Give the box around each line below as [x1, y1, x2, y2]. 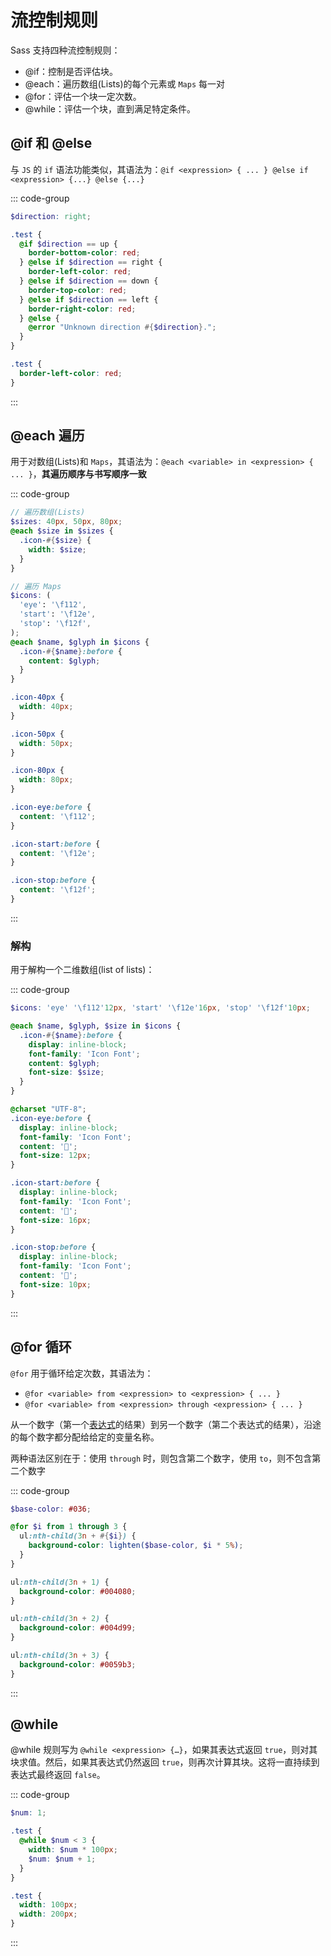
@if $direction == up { [19, 239, 118, 249]
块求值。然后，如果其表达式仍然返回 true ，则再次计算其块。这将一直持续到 [10, 1756, 320, 1768]
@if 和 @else [10, 135, 93, 152]
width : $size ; [28, 544, 87, 555]
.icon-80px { [10, 766, 65, 776]
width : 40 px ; [19, 702, 74, 712]
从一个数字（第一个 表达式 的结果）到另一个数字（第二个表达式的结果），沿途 [10, 1418, 322, 1430]
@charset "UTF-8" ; [10, 1104, 87, 1115]
